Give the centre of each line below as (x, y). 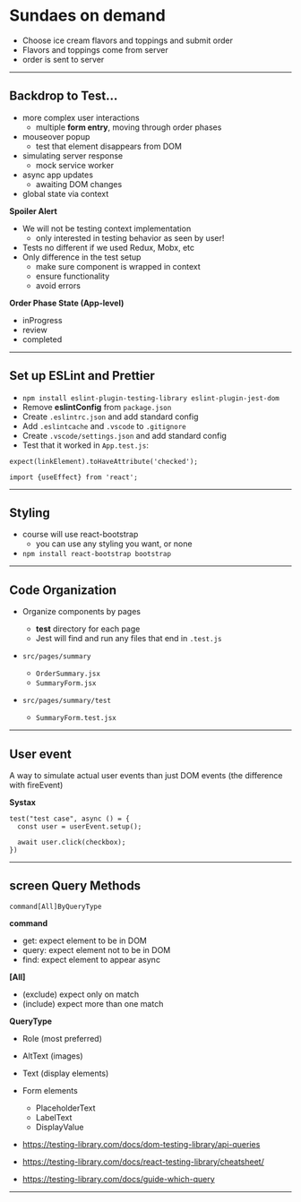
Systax (22, 802)
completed (42, 339)
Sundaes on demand (87, 16)
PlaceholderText (65, 1108)
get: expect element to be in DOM (85, 940)
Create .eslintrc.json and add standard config (110, 416)
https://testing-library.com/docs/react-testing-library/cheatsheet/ (143, 1162)
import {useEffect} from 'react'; (74, 477)
